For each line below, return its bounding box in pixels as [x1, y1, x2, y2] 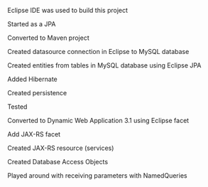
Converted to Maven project [7, 33, 90, 42]
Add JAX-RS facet [7, 130, 61, 138]
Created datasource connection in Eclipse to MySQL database [7, 48, 190, 55]
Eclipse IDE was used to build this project [7, 6, 128, 14]
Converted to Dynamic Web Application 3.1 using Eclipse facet [7, 117, 190, 124]
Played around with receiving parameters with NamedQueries [7, 171, 187, 180]
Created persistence [7, 89, 67, 97]
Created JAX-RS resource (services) [7, 144, 114, 152]
